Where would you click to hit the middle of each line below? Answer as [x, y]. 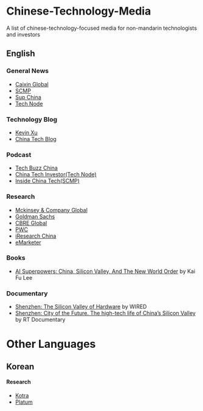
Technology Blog [32, 119]
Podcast [19, 154]
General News [28, 71]
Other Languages [51, 344]
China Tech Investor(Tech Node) [56, 174]
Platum [24, 402]
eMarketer [28, 242]
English [21, 54]
